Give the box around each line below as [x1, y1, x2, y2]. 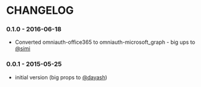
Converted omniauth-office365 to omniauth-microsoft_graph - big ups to [14, 38, 196, 46]
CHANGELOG [6, 4, 74, 17]
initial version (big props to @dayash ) [14, 73, 107, 81]
